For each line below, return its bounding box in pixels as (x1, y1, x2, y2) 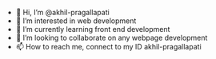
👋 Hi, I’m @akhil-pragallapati (15, 8, 110, 17)
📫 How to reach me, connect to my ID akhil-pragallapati (15, 42, 202, 51)
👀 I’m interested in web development (15, 16, 137, 26)
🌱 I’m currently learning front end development (15, 25, 170, 33)
